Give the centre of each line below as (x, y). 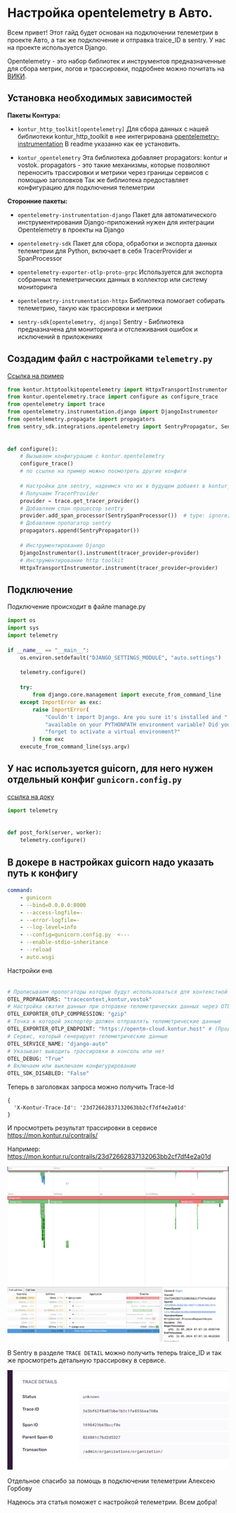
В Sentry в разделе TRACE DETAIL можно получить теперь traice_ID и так (114, 1352)
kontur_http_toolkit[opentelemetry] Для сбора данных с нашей (113, 129)
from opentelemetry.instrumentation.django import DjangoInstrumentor (113, 412)
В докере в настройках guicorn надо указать (111, 862)
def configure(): (33, 449)
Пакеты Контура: (34, 115)
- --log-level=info (48, 928)
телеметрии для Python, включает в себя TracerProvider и (105, 251)
